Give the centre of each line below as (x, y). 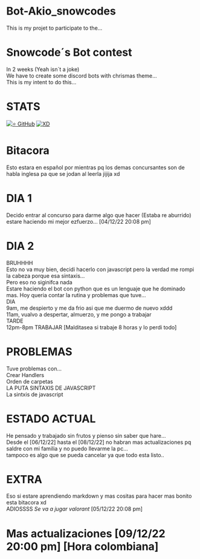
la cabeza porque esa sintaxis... (46, 276)
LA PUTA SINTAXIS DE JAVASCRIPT (51, 388)
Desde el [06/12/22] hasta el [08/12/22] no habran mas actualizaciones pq (99, 442)
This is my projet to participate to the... (54, 28)
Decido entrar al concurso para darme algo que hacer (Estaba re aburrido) (99, 215)
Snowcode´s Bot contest (69, 52)
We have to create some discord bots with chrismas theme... (82, 75)
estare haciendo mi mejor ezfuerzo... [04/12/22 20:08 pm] (79, 221)
